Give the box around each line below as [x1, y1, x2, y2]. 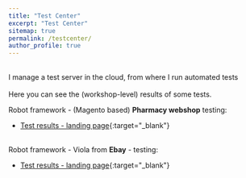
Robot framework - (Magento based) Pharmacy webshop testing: [8, 106, 227, 115]
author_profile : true [8, 42, 81, 50]
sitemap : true [8, 27, 56, 35]
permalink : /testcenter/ [8, 34, 92, 43]
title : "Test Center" [8, 11, 81, 20]
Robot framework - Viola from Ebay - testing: [8, 145, 159, 155]
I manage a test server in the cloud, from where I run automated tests [8, 72, 239, 82]
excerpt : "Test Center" [8, 19, 89, 27]
